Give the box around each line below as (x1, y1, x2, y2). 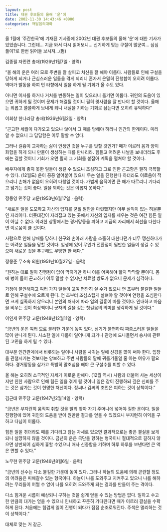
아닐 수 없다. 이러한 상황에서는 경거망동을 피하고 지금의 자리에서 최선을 (10, 218, 148, 225)
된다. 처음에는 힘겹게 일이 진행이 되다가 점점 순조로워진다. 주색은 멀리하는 (14, 505, 157, 511)
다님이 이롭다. (14, 418, 41, 425)
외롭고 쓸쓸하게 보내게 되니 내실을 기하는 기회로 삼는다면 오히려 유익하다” (10, 105, 152, 111)
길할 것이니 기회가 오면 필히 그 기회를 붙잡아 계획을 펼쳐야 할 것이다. (14, 155, 146, 161)
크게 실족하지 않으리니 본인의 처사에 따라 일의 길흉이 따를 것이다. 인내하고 (10, 298, 153, 305)
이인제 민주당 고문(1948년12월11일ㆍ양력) (5, 315, 86, 321)
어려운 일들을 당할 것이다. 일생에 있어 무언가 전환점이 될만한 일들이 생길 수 (10, 242, 154, 248)
